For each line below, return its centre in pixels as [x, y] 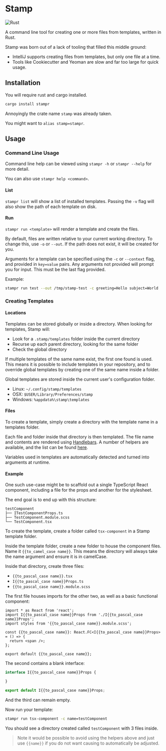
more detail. [17, 169]
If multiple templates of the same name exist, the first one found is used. [79, 359]
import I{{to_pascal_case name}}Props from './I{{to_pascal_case [74, 615]
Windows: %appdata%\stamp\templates [51, 399]
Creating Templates [29, 301]
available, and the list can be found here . [47, 447]
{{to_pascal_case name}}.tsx [42, 576]
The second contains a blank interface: [45, 663]
